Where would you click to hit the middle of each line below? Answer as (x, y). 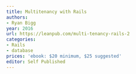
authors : (17, 17)
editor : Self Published (36, 61)
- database (20, 51)
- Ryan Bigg (21, 23)
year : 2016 (20, 28)
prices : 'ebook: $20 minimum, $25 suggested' (64, 56)
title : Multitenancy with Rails (46, 12)
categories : (21, 39)
